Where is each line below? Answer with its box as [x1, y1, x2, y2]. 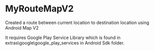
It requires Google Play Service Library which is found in [5, 34, 121, 40]
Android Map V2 [5, 24, 39, 30]
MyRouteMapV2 [5, 3, 74, 14]
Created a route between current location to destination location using [5, 19, 150, 25]
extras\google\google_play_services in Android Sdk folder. [5, 39, 125, 45]
